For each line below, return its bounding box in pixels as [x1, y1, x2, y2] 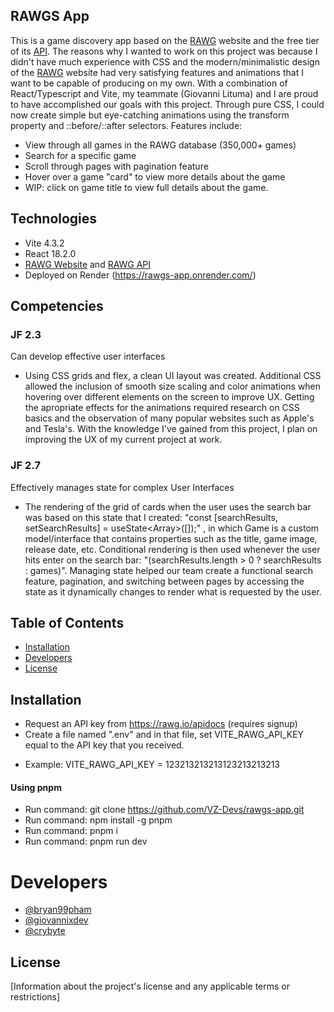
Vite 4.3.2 [24, 237, 65, 249]
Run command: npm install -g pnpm [24, 814, 173, 826]
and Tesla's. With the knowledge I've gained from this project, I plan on [24, 423, 318, 435]
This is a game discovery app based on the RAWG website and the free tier [10, 34, 320, 46]
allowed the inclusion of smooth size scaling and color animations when [24, 380, 322, 393]
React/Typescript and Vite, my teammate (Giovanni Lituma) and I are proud [10, 87, 319, 99]
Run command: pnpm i [24, 825, 118, 837]
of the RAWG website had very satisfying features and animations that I [10, 66, 304, 78]
